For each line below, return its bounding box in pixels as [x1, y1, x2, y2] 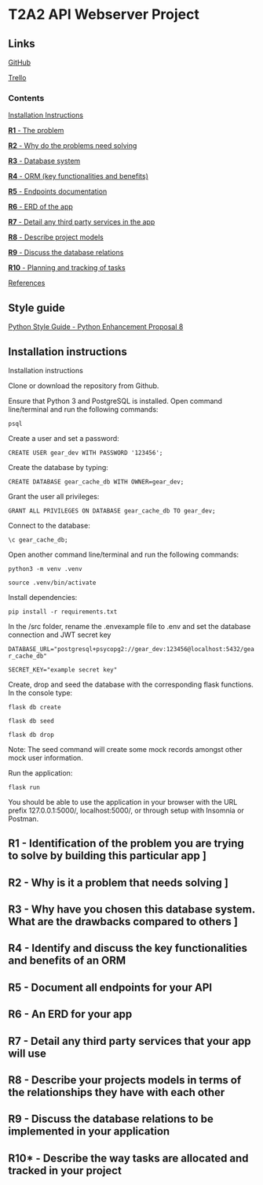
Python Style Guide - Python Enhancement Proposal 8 [8, 322, 184, 331]
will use [8, 1046, 47, 1060]
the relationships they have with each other [8, 1086, 225, 1099]
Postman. [8, 813, 39, 824]
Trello [8, 73, 27, 82]
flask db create [8, 703, 61, 711]
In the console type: [8, 687, 73, 698]
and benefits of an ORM [8, 954, 126, 968]
